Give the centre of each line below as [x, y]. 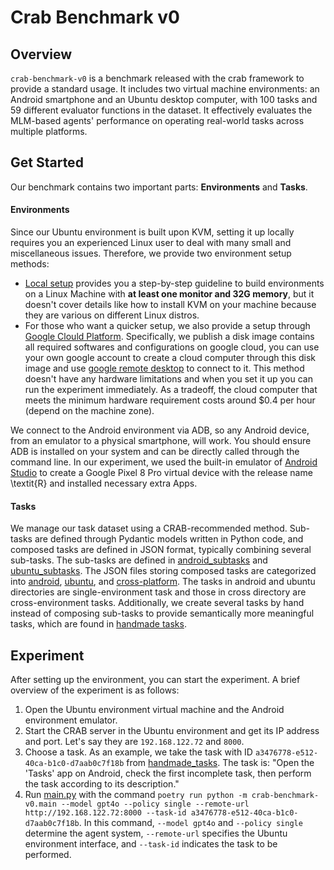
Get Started [47, 162]
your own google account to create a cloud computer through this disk [170, 358]
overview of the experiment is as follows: [95, 690]
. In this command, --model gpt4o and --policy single [190, 823]
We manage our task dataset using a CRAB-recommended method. [149, 528]
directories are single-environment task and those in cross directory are [158, 592]
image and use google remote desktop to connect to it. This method [164, 368]
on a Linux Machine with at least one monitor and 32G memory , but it [169, 294]
